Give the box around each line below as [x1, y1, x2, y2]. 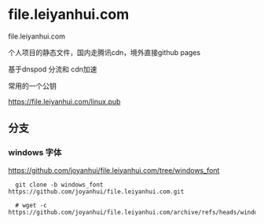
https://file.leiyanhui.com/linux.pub [8, 97, 121, 106]
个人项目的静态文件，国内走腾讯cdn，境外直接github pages [8, 47, 201, 57]
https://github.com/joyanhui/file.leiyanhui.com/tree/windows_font [8, 165, 220, 174]
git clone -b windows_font [15, 181, 104, 189]
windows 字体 [8, 147, 62, 158]
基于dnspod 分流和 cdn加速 [8, 64, 97, 74]
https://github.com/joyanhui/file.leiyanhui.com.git [8, 187, 185, 196]
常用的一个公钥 [8, 81, 57, 90]
